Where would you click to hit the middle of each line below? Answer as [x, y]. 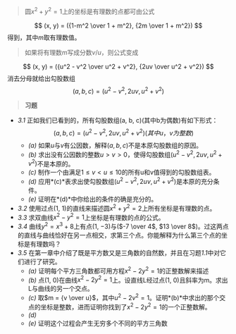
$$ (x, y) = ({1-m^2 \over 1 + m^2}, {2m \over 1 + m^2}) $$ [118, 25]
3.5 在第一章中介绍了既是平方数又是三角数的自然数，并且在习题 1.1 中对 [119, 252]
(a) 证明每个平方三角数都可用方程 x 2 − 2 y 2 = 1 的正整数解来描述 [118, 270]
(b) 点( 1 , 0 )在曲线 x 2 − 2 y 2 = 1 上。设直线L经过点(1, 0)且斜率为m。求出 [128, 279]
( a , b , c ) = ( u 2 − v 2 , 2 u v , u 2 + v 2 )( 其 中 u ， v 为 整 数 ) [123, 132]
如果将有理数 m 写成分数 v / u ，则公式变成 [81, 52]
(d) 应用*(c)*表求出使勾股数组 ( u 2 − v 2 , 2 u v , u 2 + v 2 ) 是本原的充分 [120, 181]
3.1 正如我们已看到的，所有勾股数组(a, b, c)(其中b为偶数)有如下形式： [118, 120]
